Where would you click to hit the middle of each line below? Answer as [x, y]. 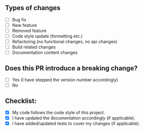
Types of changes [33, 8]
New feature [24, 25]
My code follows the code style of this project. [58, 113]
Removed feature [29, 31]
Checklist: [21, 101]
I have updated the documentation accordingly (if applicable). [74, 118]
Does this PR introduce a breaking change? [72, 68]
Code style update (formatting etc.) [47, 36]
